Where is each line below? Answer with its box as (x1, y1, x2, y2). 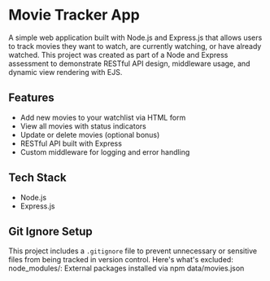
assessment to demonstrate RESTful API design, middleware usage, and (8, 59, 250, 68)
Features (8, 91, 54, 105)
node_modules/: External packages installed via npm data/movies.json (8, 263, 245, 274)
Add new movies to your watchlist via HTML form (20, 112, 186, 122)
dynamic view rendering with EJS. (8, 67, 123, 77)
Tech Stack (8, 171, 67, 185)
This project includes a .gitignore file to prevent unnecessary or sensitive (8, 246, 258, 256)
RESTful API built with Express (20, 138, 122, 148)
